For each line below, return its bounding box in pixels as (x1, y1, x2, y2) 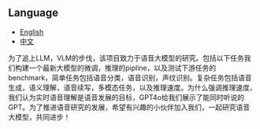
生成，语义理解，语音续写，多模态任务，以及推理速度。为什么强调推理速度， (8, 83, 257, 92)
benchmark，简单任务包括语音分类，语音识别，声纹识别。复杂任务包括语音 (8, 72, 252, 82)
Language (8, 6, 59, 20)
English (19, 27, 44, 36)
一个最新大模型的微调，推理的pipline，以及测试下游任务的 (28, 63, 217, 72)
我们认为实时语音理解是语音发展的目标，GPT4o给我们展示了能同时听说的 (8, 92, 244, 101)
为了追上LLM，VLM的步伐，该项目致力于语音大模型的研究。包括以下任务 (8, 53, 244, 62)
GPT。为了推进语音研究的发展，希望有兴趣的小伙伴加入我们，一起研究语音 (8, 102, 251, 112)
